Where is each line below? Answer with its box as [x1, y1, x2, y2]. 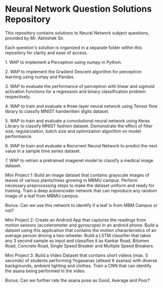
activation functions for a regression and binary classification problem [5, 88, 146, 94]
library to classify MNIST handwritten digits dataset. [5, 108, 110, 114]
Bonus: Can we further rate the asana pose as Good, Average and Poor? [5, 277, 150, 283]
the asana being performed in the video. [5, 267, 86, 274]
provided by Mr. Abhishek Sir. [5, 35, 64, 41]
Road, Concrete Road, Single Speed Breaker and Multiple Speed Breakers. [5, 243, 155, 248]
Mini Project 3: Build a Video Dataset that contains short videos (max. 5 [5, 252, 148, 258]
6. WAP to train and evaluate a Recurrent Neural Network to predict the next [5, 143, 158, 148]
